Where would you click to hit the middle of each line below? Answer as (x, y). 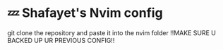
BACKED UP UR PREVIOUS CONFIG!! (61, 40)
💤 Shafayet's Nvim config (85, 13)
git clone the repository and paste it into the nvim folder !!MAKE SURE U (112, 32)
